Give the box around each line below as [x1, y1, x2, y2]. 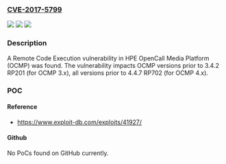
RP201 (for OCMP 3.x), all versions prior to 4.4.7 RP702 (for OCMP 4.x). [7, 69, 209, 77]
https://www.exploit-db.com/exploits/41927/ [16, 118, 142, 126]
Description [7, 38, 47, 48]
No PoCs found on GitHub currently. [7, 149, 109, 157]
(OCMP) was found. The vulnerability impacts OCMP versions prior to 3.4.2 [7, 61, 220, 69]
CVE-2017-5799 [7, 5, 62, 14]
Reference [7, 103, 38, 111]
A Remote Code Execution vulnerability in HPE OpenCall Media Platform [7, 54, 210, 62]
